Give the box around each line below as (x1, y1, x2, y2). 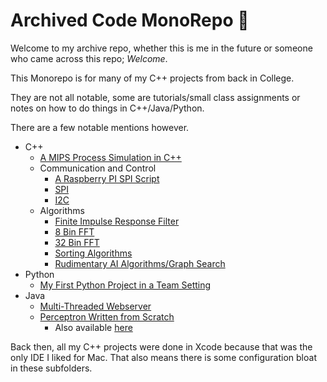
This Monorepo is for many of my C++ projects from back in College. (10, 72, 295, 84)
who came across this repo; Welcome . (10, 52, 168, 64)
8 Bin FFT (54, 225, 95, 238)
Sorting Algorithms (54, 247, 133, 259)
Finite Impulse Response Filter (54, 215, 180, 227)
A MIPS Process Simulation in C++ (39, 151, 182, 163)
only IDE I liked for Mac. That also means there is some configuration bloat (10, 351, 317, 363)
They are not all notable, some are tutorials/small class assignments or (10, 91, 301, 103)
